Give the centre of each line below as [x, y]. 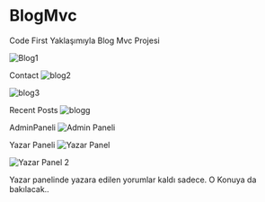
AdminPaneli [33, 127]
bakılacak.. [29, 189]
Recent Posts [34, 110]
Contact [24, 75]
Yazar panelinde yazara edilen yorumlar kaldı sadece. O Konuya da [133, 180]
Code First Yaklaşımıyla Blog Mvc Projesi [84, 40]
